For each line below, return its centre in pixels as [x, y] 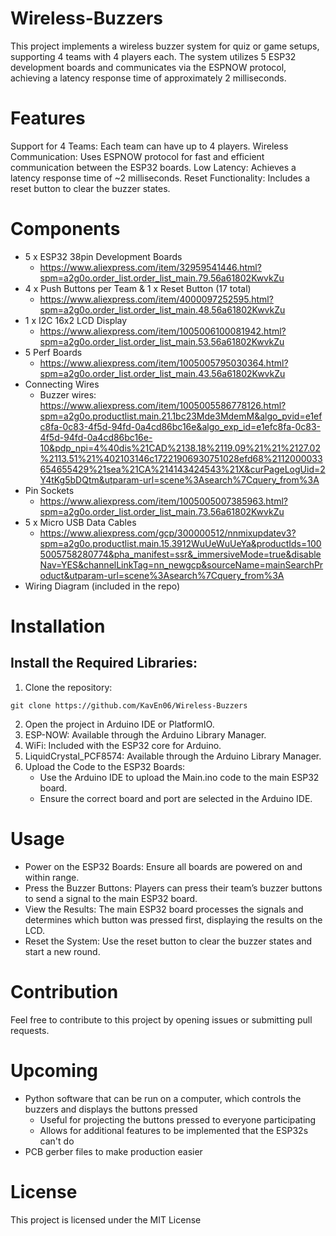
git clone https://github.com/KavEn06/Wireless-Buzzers [129, 705]
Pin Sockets [49, 490]
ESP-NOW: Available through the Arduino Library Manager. [145, 734]
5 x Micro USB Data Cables [80, 522]
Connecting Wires [62, 384]
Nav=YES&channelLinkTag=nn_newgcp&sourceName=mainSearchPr [181, 564]
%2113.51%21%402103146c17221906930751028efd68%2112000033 [181, 458]
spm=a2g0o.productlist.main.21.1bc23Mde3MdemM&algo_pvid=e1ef [181, 416]
